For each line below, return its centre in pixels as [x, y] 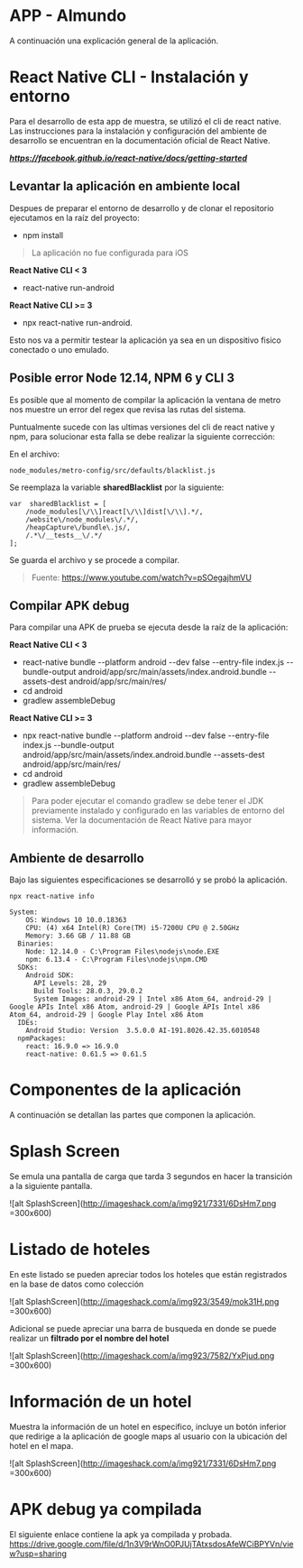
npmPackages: [42, 1038]
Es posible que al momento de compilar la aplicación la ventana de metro [145, 400]
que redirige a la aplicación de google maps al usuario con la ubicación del [148, 1436]
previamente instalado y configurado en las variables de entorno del [158, 811]
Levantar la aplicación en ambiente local [125, 186]
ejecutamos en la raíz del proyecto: [74, 217]
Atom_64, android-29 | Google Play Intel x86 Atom [106, 1015]
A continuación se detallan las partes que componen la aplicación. [133, 1115]
